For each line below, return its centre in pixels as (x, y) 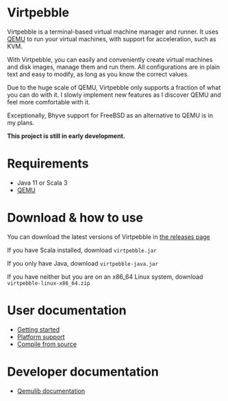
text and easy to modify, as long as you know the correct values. (98, 74)
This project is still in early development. (66, 136)
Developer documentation (83, 371)
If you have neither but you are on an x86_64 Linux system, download (105, 277)
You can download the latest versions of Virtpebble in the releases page (109, 237)
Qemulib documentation (51, 391)
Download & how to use (75, 218)
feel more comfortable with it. (49, 102)
